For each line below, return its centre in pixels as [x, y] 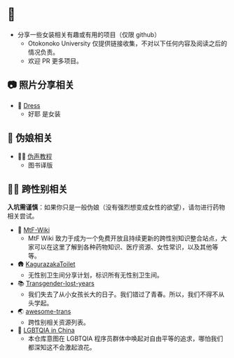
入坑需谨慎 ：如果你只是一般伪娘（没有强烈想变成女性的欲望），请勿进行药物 [116, 207]
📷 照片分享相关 [41, 85]
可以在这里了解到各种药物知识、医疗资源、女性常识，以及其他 [123, 247]
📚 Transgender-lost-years [56, 284]
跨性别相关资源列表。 [58, 322]
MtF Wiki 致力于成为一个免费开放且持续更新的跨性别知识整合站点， [124, 238]
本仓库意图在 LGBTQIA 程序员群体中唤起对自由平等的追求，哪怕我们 [125, 338]
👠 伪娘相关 [30, 138]
